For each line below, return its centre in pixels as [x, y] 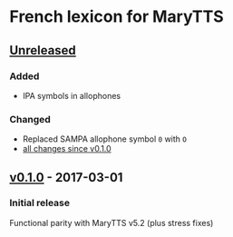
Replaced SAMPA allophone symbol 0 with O [105, 139]
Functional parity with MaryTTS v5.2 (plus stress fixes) [112, 222]
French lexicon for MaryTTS [116, 17]
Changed [30, 119]
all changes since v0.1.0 [67, 149]
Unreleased [43, 50]
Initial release [40, 203]
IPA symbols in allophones [71, 95]
